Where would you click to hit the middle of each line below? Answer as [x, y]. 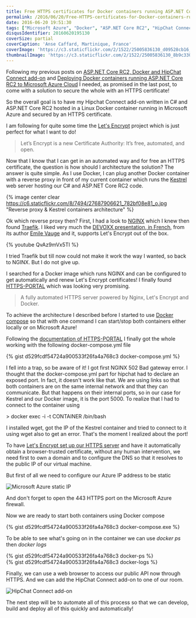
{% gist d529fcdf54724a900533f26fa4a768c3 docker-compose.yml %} [93, 356]
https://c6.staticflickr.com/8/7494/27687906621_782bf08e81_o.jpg [87, 203]
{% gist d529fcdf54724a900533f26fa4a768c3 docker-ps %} [80, 556]
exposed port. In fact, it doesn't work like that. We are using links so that [93, 380]
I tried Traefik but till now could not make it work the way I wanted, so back [96, 256]
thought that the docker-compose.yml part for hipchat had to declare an [92, 374]
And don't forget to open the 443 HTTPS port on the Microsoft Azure [89, 498]
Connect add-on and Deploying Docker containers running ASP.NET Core [94, 78]
